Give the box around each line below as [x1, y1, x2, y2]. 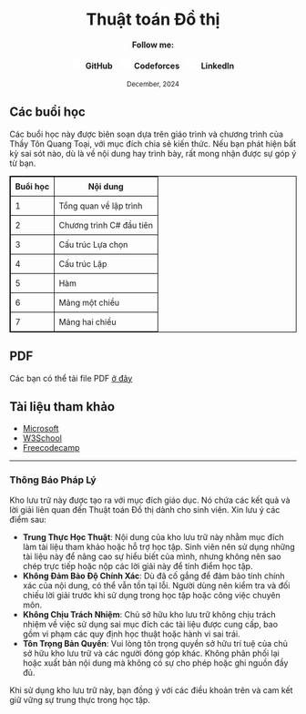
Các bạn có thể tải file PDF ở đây [9, 372, 133, 383]
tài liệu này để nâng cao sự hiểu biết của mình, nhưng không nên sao [22, 551, 281, 562]
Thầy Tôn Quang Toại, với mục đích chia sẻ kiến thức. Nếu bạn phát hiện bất [9, 138, 297, 149]
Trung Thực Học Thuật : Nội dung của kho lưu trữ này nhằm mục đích [22, 531, 284, 542]
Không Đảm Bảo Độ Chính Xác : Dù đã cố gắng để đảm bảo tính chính [22, 570, 285, 581]
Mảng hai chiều [58, 316, 117, 327]
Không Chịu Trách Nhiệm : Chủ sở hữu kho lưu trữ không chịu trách [22, 608, 276, 619]
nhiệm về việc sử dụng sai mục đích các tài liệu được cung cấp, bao [22, 618, 279, 629]
